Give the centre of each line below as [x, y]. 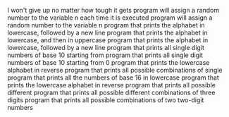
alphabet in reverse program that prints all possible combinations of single [115, 70]
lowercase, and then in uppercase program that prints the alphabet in [108, 40]
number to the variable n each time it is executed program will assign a [110, 18]
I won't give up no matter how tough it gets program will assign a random [113, 10]
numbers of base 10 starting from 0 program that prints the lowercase [109, 62]
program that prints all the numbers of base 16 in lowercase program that [113, 78]
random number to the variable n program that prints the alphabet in [106, 25]
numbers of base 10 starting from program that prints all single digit [105, 55]
